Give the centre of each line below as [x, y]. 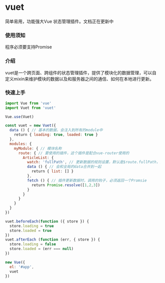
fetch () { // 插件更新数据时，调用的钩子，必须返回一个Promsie [87, 180]
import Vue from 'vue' [28, 103]
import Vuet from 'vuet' [31, 108]
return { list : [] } [52, 171]
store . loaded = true [31, 230]
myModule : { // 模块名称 [38, 148]
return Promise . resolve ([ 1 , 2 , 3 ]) [66, 185]
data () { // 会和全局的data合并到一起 [64, 167]
